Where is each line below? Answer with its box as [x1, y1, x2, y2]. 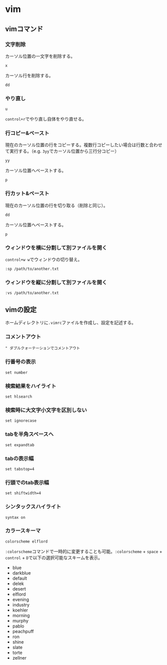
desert [12, 586, 26, 592]
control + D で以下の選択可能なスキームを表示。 [5, 555, 103, 561]
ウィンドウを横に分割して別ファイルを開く [5, 244, 107, 251]
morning [12, 612, 30, 618]
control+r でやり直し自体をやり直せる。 [5, 116, 87, 122]
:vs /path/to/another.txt [5, 291, 59, 296]
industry [12, 602, 30, 608]
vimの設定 [5, 305, 37, 314]
